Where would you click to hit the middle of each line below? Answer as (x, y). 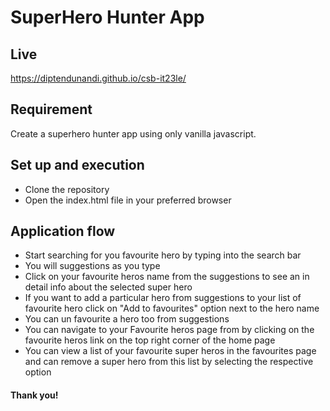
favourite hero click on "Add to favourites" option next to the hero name (172, 308)
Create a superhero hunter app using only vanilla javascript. (133, 133)
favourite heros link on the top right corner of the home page (150, 340)
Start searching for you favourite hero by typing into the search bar (163, 255)
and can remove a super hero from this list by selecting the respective (169, 362)
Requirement (51, 109)
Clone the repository (67, 189)
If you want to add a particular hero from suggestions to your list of (163, 298)
